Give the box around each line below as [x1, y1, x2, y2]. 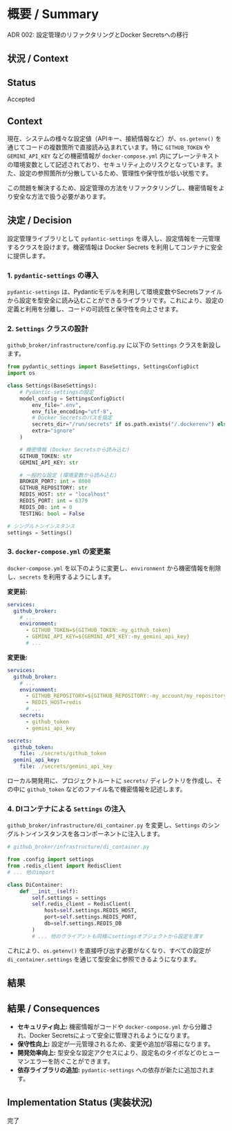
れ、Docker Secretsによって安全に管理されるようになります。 [17, 1031, 193, 1039]
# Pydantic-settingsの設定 [19, 388, 95, 395]
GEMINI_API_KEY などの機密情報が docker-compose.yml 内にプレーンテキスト [7, 152, 220, 160]
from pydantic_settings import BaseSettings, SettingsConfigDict [7, 363, 199, 370]
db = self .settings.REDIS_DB [43, 920, 122, 928]
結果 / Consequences [7, 1003, 100, 1015]
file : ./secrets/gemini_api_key [19, 763, 113, 770]
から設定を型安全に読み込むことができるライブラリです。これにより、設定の [7, 296, 224, 305]
